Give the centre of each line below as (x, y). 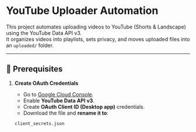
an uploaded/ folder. (30, 45)
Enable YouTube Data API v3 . (59, 101)
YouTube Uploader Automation (82, 11)
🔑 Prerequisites (34, 69)
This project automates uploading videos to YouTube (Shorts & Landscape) (96, 27)
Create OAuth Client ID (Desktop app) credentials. (84, 106)
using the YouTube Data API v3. (44, 33)
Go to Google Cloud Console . (58, 94)
